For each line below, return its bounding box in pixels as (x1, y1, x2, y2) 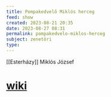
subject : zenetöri (6, 36, 52, 42)
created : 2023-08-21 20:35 (6, 20, 73, 26)
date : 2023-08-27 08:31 (6, 25, 66, 32)
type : (6, 42, 20, 48)
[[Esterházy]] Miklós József (6, 58, 75, 65)
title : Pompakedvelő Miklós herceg (6, 8, 95, 15)
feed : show (6, 14, 33, 20)
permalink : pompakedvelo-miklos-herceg (6, 31, 106, 37)
